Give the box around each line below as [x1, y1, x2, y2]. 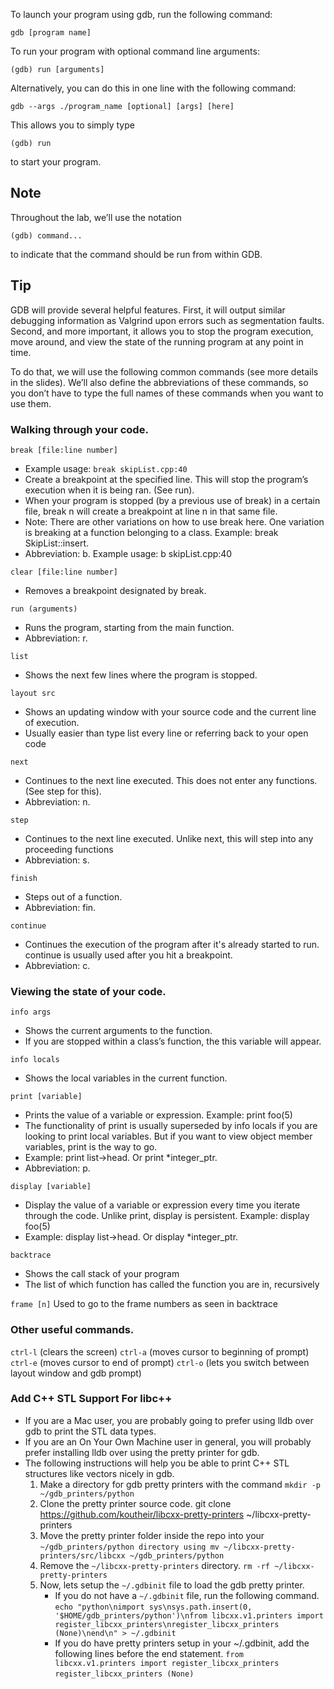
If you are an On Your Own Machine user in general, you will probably [24, 1435, 312, 1448]
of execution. [24, 716, 80, 728]
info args [10, 1007, 52, 1018]
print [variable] [10, 1092, 83, 1102]
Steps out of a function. [24, 890, 123, 903]
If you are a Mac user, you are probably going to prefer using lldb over [24, 1414, 314, 1426]
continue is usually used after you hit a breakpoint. [24, 949, 233, 961]
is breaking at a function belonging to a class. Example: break [24, 526, 279, 538]
